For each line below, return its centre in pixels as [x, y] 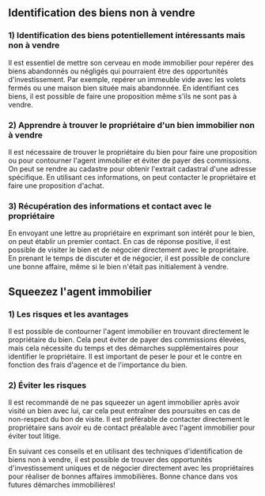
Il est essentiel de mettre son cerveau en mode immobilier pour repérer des [131, 62]
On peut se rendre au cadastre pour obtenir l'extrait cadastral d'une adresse [132, 168]
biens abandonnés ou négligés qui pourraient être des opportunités [118, 71]
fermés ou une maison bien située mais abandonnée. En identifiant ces [124, 88]
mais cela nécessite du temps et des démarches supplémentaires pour [123, 348]
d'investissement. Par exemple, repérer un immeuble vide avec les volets [127, 79]
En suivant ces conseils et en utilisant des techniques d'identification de [126, 451]
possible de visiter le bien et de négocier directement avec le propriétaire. [129, 250]
